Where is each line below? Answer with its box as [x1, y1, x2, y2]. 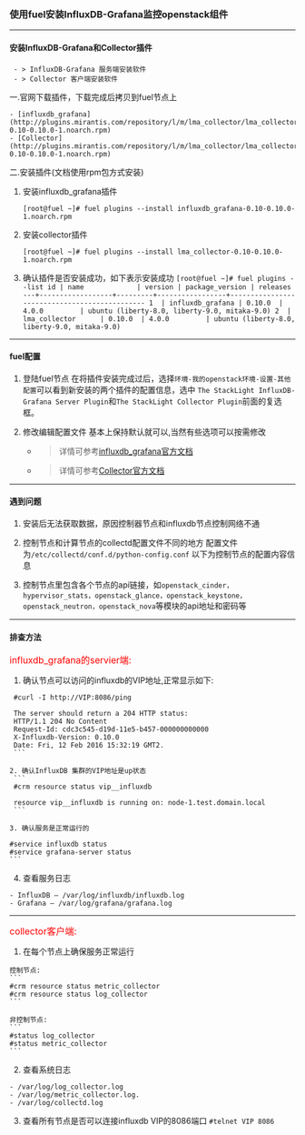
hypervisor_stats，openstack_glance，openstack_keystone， [22, 591, 247, 600]
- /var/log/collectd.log [9, 1099, 103, 1108]
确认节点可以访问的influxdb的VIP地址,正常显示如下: [22, 675, 214, 686]
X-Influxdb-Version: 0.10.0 [13, 733, 120, 742]
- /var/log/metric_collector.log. [9, 1090, 141, 1100]
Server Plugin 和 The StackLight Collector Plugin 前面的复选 [55, 396, 283, 407]
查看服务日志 [22, 873, 71, 884]
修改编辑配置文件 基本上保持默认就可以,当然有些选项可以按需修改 [22, 426, 266, 437]
